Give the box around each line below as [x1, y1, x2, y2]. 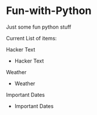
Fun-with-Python [6, 4, 92, 18]
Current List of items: [6, 34, 57, 41]
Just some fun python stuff [6, 23, 71, 30]
